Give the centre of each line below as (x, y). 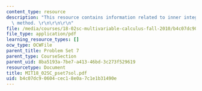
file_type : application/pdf (41, 34)
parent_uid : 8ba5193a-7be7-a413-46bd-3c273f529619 (71, 62)
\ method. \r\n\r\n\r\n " (43, 23)
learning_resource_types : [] (43, 40)
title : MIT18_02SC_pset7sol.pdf (47, 73)
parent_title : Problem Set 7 (43, 51)
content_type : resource (36, 12)
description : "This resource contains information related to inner (94, 17)
